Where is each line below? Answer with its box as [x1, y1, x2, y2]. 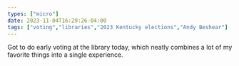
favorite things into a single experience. [7, 50, 123, 59]
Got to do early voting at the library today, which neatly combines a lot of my [7, 43, 233, 52]
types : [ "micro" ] [7, 10, 59, 18]
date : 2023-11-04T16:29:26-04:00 [7, 17, 107, 24]
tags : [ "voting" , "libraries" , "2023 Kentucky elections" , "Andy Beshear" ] [7, 23, 228, 31]
